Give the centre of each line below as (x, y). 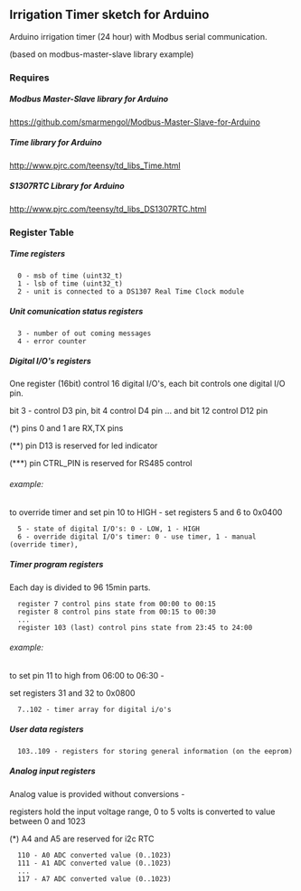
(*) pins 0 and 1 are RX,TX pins (66, 428)
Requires (29, 78)
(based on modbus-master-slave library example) (102, 54)
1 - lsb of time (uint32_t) (71, 284)
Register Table (42, 232)
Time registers (38, 254)
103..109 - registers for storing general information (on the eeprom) (155, 751)
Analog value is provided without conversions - (97, 793)
